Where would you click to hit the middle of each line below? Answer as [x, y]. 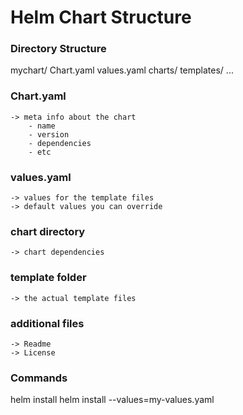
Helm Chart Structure [101, 17]
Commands [39, 378]
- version [49, 134]
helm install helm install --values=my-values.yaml [112, 400]
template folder [48, 278]
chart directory [48, 231]
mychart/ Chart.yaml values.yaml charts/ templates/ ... [122, 70]
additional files [47, 323]
